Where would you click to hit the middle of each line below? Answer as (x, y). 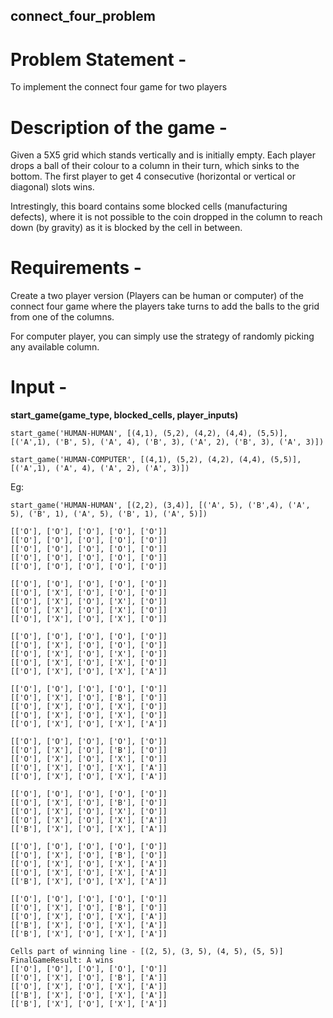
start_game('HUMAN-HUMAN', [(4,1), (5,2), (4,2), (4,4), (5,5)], (149, 434)
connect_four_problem (83, 16)
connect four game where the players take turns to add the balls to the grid (165, 306)
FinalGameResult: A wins (62, 960)
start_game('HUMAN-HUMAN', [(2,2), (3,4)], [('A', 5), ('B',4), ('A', (160, 505)
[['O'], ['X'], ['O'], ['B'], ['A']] (89, 978)
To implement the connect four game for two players (119, 87)
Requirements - (76, 268)
